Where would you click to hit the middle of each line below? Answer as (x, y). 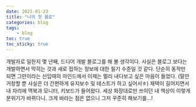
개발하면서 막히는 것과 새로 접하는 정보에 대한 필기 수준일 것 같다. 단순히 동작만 (96, 68)
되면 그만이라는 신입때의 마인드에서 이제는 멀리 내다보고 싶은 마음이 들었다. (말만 (98, 76)
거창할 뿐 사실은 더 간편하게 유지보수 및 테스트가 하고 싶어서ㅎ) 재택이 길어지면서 (98, 83)
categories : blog (27, 22)
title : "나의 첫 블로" (31, 17)
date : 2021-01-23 (27, 11)
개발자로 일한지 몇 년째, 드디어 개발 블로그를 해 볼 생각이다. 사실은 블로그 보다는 (97, 61)
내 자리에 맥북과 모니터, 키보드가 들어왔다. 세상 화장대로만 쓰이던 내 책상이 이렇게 (98, 91)
